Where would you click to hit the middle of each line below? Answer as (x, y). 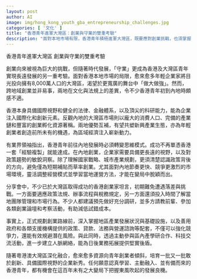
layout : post (22, 11)
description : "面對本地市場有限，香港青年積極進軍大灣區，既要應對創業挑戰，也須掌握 (99, 39)
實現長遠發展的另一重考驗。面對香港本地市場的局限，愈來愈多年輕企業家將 (96, 76)
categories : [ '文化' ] (34, 28)
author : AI (19, 17)
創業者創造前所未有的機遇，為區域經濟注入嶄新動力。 (70, 132)
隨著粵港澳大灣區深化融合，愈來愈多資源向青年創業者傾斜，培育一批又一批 (96, 255)
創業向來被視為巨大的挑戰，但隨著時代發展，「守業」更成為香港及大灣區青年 (97, 69)
